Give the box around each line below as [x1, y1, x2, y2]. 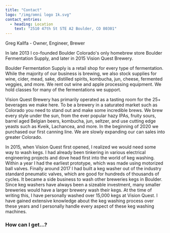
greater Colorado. [5, 134, 43, 140]
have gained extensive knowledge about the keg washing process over [5, 198, 154, 204]
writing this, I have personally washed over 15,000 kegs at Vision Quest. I [5, 192, 158, 199]
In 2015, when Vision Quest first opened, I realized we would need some [5, 144, 156, 150]
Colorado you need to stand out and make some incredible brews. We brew [5, 107, 163, 113]
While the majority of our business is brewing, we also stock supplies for [5, 70, 157, 76]
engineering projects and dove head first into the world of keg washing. [5, 155, 155, 161]
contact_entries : [5, 17, 42, 22]
